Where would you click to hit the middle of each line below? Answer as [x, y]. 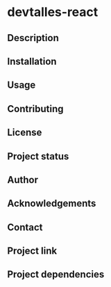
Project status [38, 156]
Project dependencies [56, 275]
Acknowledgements [52, 204]
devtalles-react [53, 12]
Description [33, 38]
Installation [32, 61]
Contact [25, 227]
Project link [32, 251]
